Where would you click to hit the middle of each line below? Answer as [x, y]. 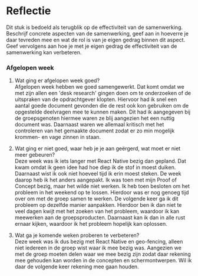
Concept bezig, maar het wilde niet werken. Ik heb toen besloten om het [102, 186]
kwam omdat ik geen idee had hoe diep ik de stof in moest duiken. [95, 167]
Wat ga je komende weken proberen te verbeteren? [77, 235]
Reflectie [29, 11]
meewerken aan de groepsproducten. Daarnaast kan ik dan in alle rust [100, 217]
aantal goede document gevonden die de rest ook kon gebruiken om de [102, 106]
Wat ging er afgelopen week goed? [57, 80]
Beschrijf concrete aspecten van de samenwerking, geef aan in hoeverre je [97, 33]
